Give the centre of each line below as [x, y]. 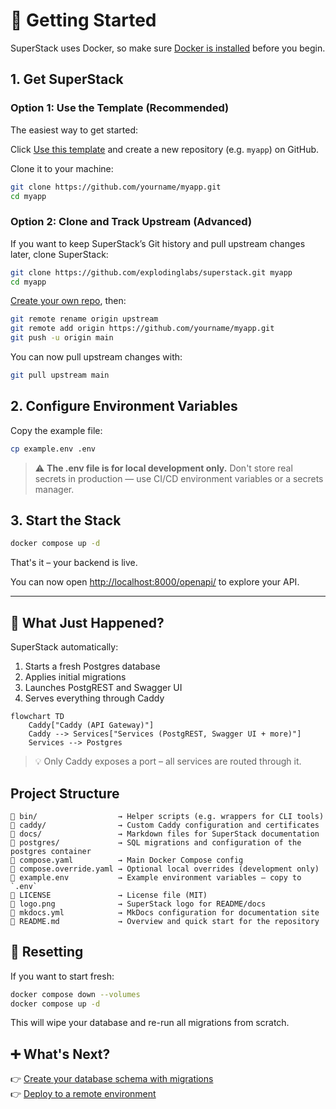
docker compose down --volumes [75, 994]
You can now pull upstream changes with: [96, 357]
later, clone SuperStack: [59, 254]
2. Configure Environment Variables [124, 406]
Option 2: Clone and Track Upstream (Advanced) [131, 222]
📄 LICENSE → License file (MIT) [109, 895]
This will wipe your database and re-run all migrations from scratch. [150, 1023]
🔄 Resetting [47, 952]
